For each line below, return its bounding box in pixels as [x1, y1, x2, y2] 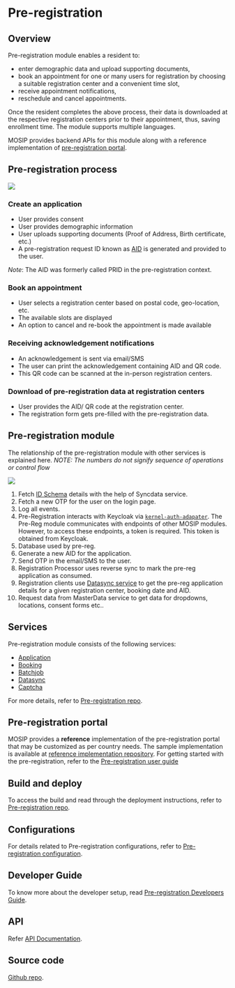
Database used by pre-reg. [17, 542, 96, 550]
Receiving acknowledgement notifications [8, 338, 155, 348]
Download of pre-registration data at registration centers [8, 386, 205, 396]
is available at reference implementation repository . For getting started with [8, 750, 224, 758]
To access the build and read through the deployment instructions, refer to [8, 796, 222, 805]
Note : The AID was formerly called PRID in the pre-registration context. [8, 266, 212, 274]
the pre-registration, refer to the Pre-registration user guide [8, 757, 179, 766]
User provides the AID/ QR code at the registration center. [17, 402, 184, 411]
